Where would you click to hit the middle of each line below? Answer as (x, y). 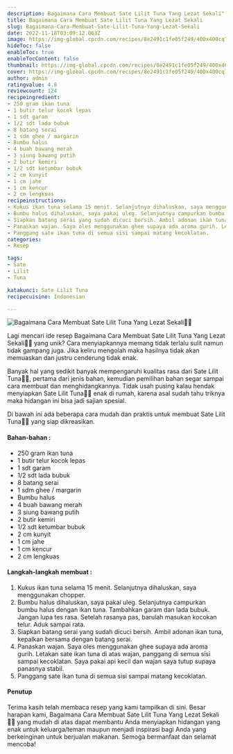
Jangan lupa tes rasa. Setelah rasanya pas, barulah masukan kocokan (117, 617)
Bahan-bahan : (29, 437)
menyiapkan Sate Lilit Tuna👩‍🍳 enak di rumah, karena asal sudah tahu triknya (116, 393)
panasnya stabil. (41, 668)
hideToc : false (29, 46)
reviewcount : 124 (32, 91)
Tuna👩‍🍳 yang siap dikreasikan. (51, 422)
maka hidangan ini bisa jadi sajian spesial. (67, 401)
